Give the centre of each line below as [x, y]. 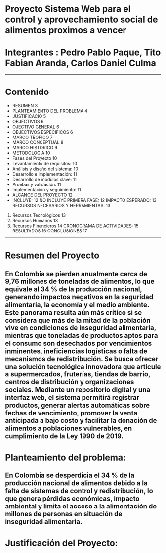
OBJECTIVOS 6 [28, 122]
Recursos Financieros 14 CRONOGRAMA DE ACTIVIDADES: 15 [75, 226]
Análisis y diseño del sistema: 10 [45, 169]
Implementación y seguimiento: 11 [47, 190]
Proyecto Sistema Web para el [68, 9]
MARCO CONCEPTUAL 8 [38, 142]
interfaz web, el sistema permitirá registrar [72, 397]
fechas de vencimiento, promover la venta [71, 413]
